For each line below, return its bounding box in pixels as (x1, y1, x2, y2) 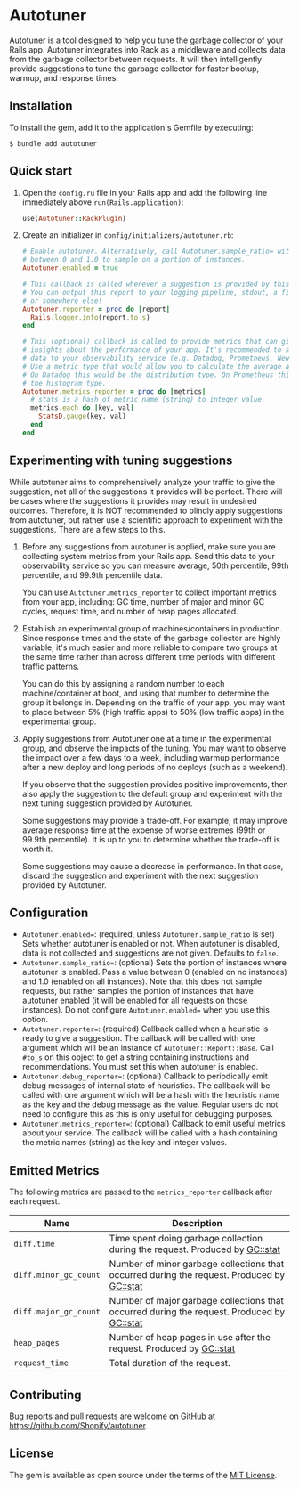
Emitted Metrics (9, 1163, 100, 1178)
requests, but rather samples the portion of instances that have (21, 986, 254, 997)
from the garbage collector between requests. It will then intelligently (9, 53, 263, 64)
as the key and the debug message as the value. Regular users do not (21, 1099, 279, 1110)
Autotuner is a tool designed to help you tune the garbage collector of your (9, 35, 284, 45)
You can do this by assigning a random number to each (21, 678, 225, 688)
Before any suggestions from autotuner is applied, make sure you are (21, 541, 276, 552)
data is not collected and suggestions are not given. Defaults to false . (21, 948, 279, 958)
